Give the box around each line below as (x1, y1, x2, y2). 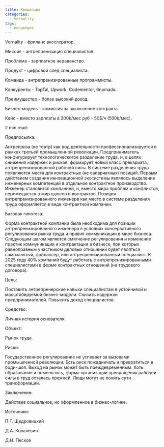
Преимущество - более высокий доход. (5, 96, 89, 102)
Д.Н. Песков (5, 437, 31, 443)
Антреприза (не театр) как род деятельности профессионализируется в (5, 144, 157, 150)
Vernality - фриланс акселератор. (5, 39, 75, 45)
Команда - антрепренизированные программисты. (5, 77, 113, 83)
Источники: (5, 409, 29, 415)
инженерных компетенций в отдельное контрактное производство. (5, 180, 148, 186)
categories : (5, 12, 29, 17)
